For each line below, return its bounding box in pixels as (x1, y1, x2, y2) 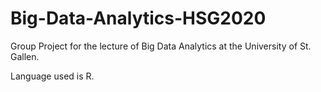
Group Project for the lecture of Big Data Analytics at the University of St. (10, 40, 312, 52)
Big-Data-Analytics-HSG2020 (10, 7, 267, 30)
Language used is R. (10, 70, 95, 82)
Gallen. (10, 50, 40, 62)
